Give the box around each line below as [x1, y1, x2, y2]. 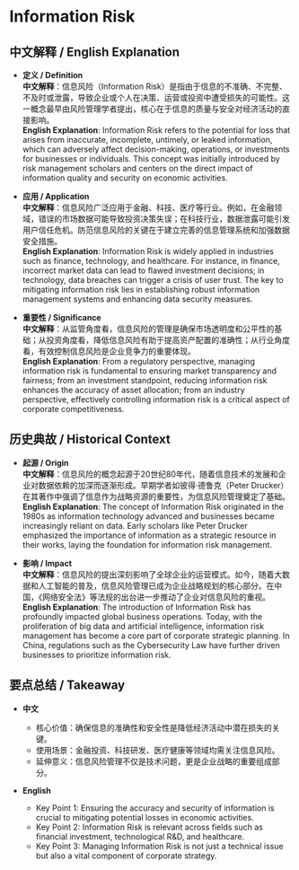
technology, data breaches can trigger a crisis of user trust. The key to [22, 275, 285, 285]
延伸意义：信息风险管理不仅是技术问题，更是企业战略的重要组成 [35, 756, 272, 767]
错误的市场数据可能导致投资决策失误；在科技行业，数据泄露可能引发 [38, 214, 290, 224]
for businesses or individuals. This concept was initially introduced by [22, 154, 280, 163]
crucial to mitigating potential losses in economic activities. [35, 812, 254, 822]
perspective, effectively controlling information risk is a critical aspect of [22, 394, 290, 405]
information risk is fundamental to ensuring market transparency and [22, 365, 277, 376]
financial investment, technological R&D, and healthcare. [35, 830, 245, 841]
